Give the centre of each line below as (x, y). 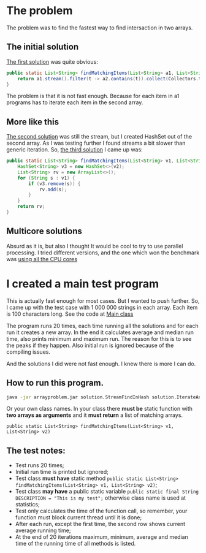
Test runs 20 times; (40, 465)
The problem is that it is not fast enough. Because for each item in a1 (93, 96)
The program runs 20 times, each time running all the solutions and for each (102, 326)
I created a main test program (83, 284)
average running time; (43, 530)
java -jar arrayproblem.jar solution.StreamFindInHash (78, 397)
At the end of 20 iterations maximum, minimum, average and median (101, 537)
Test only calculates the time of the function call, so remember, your (101, 511)
